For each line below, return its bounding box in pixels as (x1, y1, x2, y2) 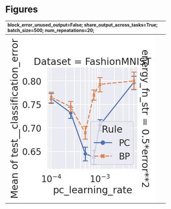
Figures (5, 4, 38, 15)
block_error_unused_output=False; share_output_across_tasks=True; (7, 22, 158, 28)
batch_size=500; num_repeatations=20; (7, 27, 94, 34)
